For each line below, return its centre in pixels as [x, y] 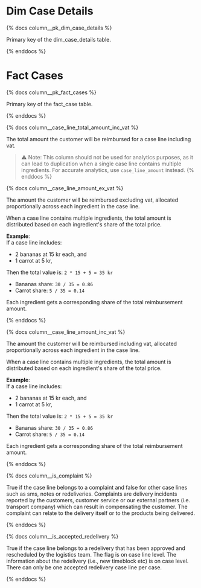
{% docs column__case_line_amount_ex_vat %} [65, 188]
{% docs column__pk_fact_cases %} [51, 92]
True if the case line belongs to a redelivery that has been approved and [96, 548]
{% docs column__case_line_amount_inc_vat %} [66, 332]
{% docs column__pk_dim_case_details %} [59, 28]
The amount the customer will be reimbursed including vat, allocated [91, 344]
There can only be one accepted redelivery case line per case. [84, 567]
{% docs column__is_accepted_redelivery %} [62, 536]
